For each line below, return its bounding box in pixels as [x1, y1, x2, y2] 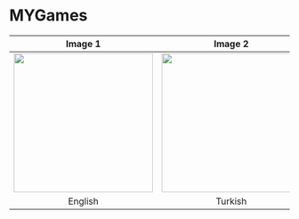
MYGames [9, 5, 88, 26]
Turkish [215, 195, 247, 207]
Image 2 [213, 37, 249, 50]
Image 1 [65, 37, 101, 50]
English [68, 195, 100, 207]
